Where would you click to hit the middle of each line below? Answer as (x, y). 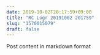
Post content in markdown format (48, 46)
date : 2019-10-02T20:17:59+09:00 (49, 12)
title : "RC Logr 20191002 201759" (51, 18)
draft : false (23, 29)
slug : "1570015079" (31, 23)
